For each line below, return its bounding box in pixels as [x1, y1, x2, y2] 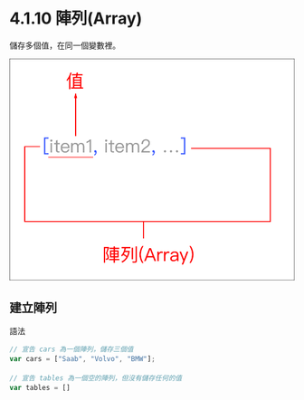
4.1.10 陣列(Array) [9, 8, 143, 29]
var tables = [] [9, 383, 71, 392]
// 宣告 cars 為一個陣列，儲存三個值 [9, 345, 134, 354]
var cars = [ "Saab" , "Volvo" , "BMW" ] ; [9, 355, 156, 364]
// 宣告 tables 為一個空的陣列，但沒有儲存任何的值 [9, 373, 183, 383]
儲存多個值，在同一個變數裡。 [9, 40, 120, 51]
